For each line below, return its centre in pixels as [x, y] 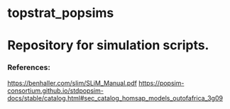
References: [29, 67]
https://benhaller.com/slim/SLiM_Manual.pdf [72, 83]
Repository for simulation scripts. [108, 46]
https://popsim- [161, 83]
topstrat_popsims [61, 13]
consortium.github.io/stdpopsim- [56, 91]
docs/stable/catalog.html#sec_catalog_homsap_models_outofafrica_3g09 [115, 98]
